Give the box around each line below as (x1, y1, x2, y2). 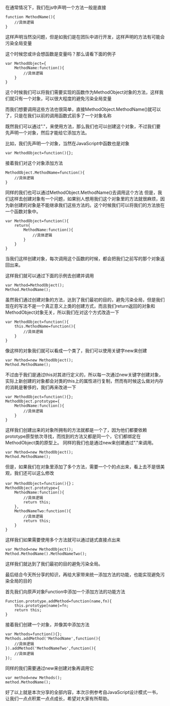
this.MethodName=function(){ (14, 324, 76, 329)
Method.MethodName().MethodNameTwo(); (5, 551, 87, 556)
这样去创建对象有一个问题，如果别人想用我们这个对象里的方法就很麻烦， (9, 196, 160, 201)
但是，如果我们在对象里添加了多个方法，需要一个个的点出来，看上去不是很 (5, 464, 160, 470)
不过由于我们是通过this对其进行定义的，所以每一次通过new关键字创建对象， (5, 371, 163, 378)
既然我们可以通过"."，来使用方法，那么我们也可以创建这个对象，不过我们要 (5, 123, 161, 129)
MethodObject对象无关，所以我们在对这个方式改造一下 (5, 309, 120, 315)
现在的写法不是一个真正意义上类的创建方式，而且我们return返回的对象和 (5, 303, 155, 309)
